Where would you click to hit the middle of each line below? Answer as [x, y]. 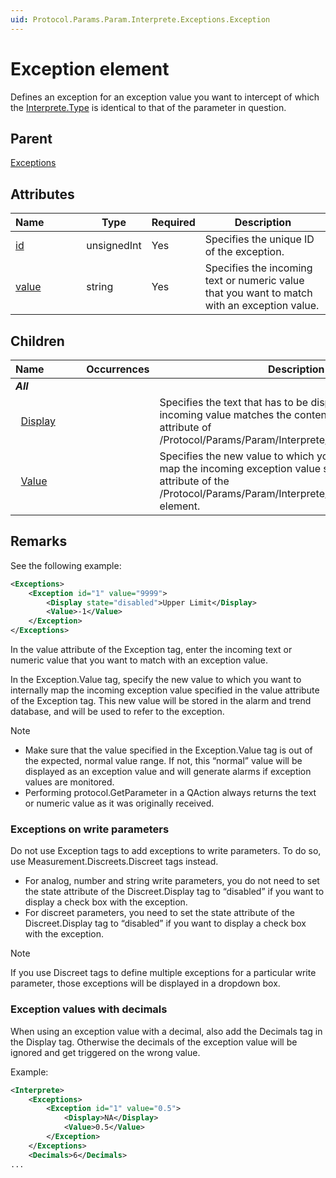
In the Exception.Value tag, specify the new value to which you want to [156, 680]
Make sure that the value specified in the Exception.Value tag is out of [168, 750]
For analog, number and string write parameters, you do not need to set [172, 881]
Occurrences [118, 369]
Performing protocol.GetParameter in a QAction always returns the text [170, 793]
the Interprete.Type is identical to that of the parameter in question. [148, 107]
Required [173, 223]
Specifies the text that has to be [234, 402]
